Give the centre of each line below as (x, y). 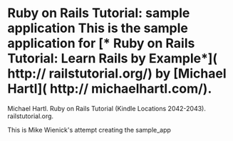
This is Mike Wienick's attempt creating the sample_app (89, 130)
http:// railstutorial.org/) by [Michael (117, 74)
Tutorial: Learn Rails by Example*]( (113, 59)
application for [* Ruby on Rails (101, 43)
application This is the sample (98, 28)
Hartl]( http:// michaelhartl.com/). (110, 89)
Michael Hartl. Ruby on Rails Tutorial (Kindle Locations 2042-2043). (107, 108)
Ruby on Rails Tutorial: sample (99, 13)
